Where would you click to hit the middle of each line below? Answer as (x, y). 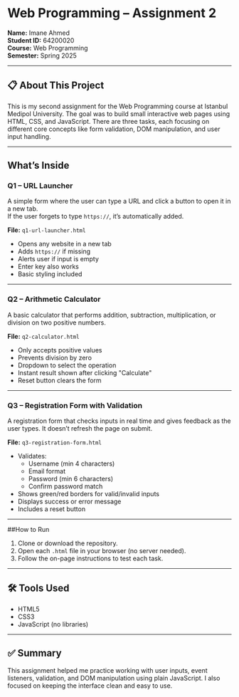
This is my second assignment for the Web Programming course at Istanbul (118, 106)
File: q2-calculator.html (43, 336)
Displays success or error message (69, 502)
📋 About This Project (56, 86)
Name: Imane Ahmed (38, 33)
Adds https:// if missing (54, 251)
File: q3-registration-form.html (54, 442)
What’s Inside (38, 166)
